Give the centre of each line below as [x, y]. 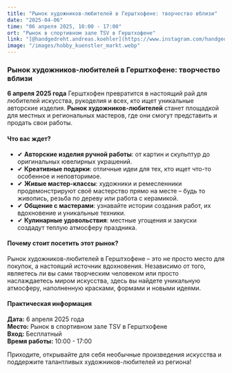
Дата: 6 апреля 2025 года [46, 319]
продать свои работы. [40, 123]
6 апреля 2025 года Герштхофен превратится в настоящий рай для [107, 93]
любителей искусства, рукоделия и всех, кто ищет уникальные [101, 101]
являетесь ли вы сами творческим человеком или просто [93, 273]
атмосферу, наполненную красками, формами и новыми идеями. [104, 288]
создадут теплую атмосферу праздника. [77, 227]
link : [15, 39]
